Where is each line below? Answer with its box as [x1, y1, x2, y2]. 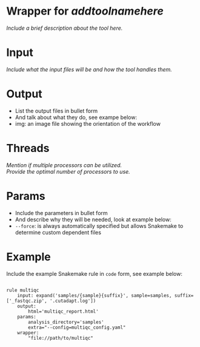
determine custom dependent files [15, 228, 102, 236]
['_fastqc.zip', [6, 298, 47, 304]
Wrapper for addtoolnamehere [6, 4, 164, 18]
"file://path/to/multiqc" [28, 335, 94, 341]
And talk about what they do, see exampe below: [15, 114, 138, 121]
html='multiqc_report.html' [28, 308, 99, 314]
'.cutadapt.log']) [49, 298, 96, 304]
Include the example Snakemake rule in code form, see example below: [6, 270, 183, 277]
